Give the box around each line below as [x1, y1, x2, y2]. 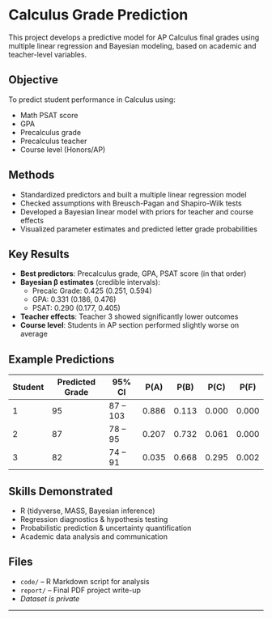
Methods [8, 168, 55, 182]
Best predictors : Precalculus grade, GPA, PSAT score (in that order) [19, 269, 247, 278]
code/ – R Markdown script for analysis [19, 576, 150, 586]
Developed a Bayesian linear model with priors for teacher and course [19, 206, 253, 216]
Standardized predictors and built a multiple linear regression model [19, 189, 247, 199]
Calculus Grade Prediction [8, 6, 189, 24]
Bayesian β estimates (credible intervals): [19, 278, 160, 287]
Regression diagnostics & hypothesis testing [19, 515, 168, 524]
